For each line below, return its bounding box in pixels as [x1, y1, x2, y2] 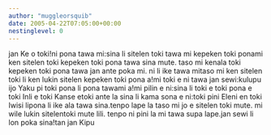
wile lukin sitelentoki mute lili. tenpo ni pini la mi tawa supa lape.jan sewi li [8, 109, 254, 119]
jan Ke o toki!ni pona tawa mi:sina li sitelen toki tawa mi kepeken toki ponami [8, 49, 264, 59]
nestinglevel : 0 [8, 27, 63, 35]
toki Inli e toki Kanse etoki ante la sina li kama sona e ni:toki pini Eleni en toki [8, 92, 262, 102]
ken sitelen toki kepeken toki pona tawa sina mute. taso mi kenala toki [8, 57, 241, 67]
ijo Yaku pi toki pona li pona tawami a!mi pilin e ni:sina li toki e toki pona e [8, 83, 253, 93]
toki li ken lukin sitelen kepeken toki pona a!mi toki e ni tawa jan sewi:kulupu [8, 74, 262, 85]
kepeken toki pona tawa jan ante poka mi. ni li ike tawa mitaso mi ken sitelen [8, 66, 263, 76]
